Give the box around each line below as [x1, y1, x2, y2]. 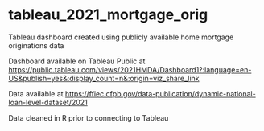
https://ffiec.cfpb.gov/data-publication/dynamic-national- [64, 88, 256, 98]
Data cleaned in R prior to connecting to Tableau [8, 113, 169, 122]
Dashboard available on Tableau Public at [8, 56, 146, 66]
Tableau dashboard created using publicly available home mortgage [8, 32, 234, 42]
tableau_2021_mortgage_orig [8, 6, 208, 24]
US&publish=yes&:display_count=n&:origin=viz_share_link [8, 73, 200, 83]
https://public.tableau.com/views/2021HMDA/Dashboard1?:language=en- [8, 64, 252, 74]
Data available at [8, 88, 64, 98]
